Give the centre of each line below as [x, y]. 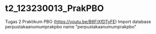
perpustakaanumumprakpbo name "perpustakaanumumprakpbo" [71, 26]
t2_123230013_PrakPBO [54, 8]
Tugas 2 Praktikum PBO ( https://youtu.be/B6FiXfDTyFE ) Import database [78, 22]
